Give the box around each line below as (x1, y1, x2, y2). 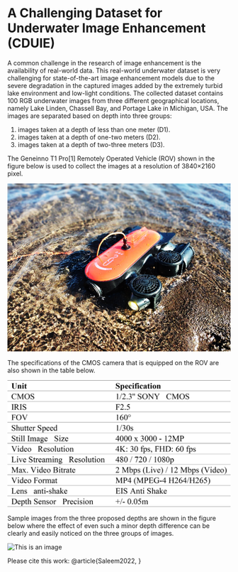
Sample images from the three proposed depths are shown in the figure (7, 514, 216, 523)
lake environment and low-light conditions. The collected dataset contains (7, 89, 224, 97)
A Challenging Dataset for (7, 5, 163, 21)
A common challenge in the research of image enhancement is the (7, 58, 202, 67)
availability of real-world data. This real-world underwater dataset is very (7, 66, 221, 75)
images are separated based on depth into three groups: (7, 112, 172, 120)
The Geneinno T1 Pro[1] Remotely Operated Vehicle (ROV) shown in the (7, 154, 215, 163)
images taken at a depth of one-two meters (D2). (17, 133, 161, 141)
